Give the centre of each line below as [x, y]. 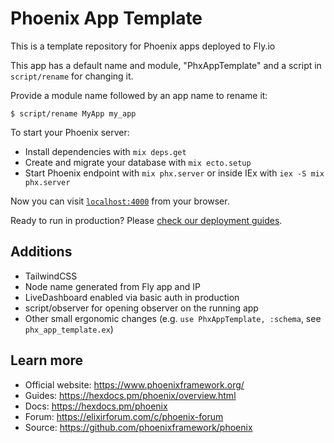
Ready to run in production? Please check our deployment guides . [146, 220]
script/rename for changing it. [72, 76]
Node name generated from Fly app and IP [112, 286]
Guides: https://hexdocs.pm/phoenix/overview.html [130, 395]
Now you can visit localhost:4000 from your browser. [120, 201]
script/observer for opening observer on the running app [141, 308]
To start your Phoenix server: [70, 132]
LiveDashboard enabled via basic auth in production [132, 297]
